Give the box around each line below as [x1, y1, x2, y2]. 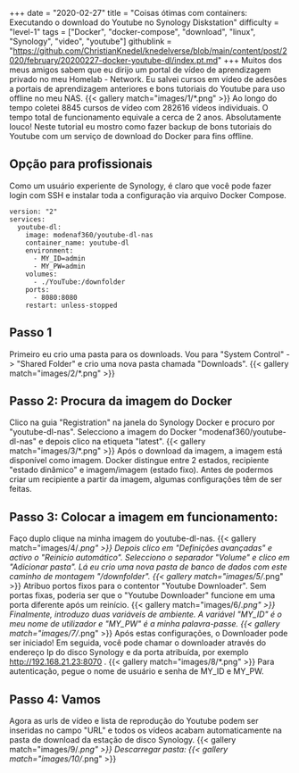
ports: [25, 285, 50, 294]
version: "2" [9, 207, 58, 216]
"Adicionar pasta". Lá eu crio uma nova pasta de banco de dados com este [9, 561, 287, 572]
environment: [25, 245, 74, 255]
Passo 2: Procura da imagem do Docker [9, 394, 233, 409]
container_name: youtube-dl [25, 238, 129, 247]
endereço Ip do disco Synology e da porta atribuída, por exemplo [9, 647, 249, 658]
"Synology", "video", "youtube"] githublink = [9, 36, 172, 46]
